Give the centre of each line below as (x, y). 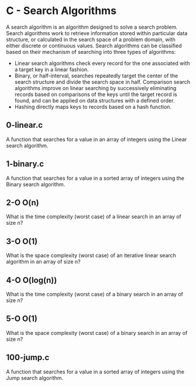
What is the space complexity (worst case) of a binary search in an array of (97, 333)
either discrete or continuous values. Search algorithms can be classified (94, 46)
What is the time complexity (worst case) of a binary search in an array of (94, 294)
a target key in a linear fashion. (51, 69)
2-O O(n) (23, 202)
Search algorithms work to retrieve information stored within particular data (97, 33)
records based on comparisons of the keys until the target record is (96, 94)
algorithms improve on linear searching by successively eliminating (95, 88)
